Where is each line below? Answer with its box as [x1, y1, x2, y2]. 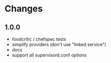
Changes [4, 3, 43, 14]
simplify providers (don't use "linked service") [11, 41, 107, 47]
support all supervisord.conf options [11, 52, 87, 58]
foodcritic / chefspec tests [11, 36, 66, 42]
